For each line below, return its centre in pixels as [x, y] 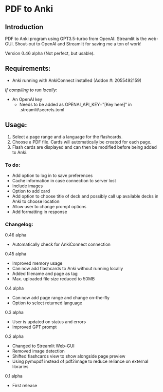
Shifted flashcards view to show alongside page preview [69, 356]
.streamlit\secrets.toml [42, 109]
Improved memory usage [37, 263]
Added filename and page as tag [45, 274]
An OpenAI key [27, 99]
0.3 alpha [14, 313]
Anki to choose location [36, 201]
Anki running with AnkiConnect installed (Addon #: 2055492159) [77, 80]
